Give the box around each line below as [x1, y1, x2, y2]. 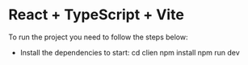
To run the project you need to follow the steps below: [8, 32, 188, 42]
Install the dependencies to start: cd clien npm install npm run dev [19, 47, 240, 57]
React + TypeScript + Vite [8, 6, 184, 24]
